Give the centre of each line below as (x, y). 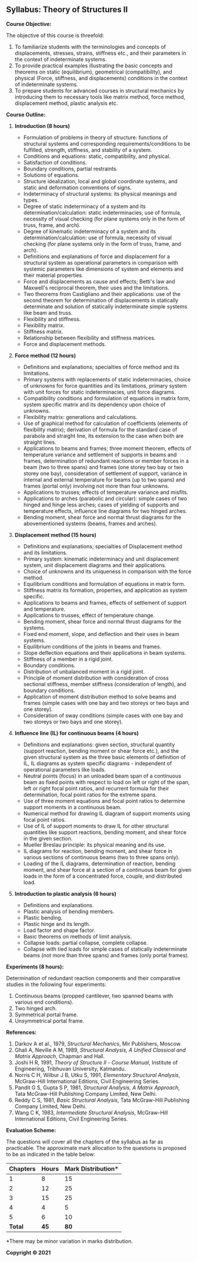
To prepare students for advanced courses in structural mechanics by (99, 90)
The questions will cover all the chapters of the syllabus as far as (85, 1141)
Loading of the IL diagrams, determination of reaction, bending (99, 864)
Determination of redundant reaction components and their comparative (93, 978)
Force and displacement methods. (65, 344)
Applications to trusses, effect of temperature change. (89, 615)
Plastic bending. (43, 917)
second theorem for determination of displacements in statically (101, 300)
